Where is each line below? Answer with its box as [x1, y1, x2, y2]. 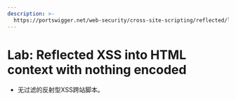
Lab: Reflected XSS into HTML [7, 47, 187, 63]
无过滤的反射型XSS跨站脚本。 [17, 85, 104, 94]
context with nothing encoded [7, 62, 187, 78]
